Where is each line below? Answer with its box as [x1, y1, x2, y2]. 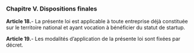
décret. [6, 41, 23, 48]
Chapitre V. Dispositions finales [6, 5, 98, 13]
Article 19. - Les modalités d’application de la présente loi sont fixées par [6, 36, 181, 43]
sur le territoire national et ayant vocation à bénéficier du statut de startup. [6, 24, 185, 31]
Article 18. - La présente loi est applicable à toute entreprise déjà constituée [6, 18, 188, 25]
